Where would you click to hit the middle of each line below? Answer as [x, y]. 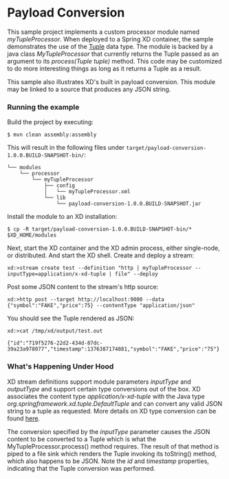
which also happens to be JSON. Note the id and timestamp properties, [108, 461]
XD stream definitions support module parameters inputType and [99, 382]
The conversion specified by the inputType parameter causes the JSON [109, 431]
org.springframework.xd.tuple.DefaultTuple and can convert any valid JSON [115, 403]
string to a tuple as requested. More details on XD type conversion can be [112, 411]
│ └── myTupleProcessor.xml [87, 192]
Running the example [43, 107]
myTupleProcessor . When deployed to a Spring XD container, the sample [110, 39]
